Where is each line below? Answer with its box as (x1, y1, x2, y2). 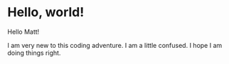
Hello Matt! (7, 27, 40, 36)
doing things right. (7, 49, 61, 57)
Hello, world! (7, 4, 85, 20)
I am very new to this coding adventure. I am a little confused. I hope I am (7, 41, 223, 49)
